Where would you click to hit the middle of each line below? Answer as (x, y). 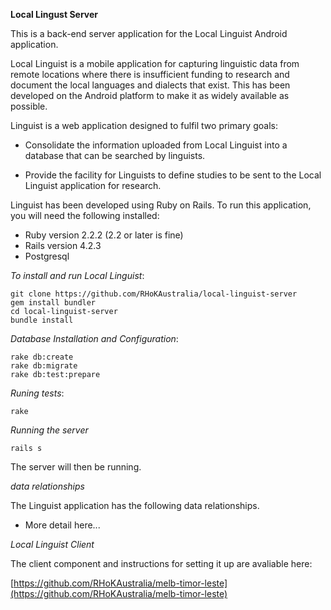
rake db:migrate (44, 366)
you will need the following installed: (85, 215)
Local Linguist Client (52, 544)
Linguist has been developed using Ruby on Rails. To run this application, (161, 205)
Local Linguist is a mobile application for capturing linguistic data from (155, 63)
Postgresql (47, 256)
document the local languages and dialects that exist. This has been (150, 85)
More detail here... (62, 525)
